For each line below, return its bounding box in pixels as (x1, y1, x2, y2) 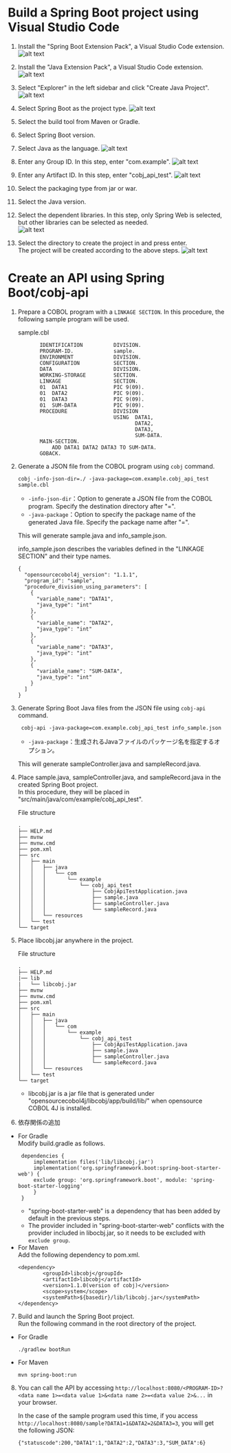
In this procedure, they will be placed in (17, 787, 130, 796)
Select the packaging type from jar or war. (17, 184, 137, 192)
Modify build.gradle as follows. (17, 1139, 105, 1147)
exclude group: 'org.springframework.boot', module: (33, 1176, 188, 1183)
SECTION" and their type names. (17, 552, 111, 560)
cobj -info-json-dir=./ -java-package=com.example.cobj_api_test (17, 475, 209, 482)
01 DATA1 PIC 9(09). (39, 383, 145, 390)
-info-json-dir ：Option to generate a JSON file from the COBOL (27, 494, 212, 502)
